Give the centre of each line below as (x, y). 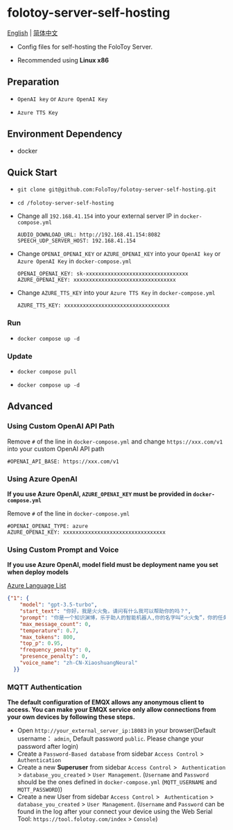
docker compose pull (47, 372)
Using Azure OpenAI (42, 479)
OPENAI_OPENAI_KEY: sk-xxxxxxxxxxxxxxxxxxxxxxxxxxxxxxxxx (103, 274)
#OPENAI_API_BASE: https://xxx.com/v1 (63, 461)
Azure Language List (37, 586)
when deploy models (38, 572)
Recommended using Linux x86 (63, 60)
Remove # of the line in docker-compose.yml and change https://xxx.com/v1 (115, 441)
